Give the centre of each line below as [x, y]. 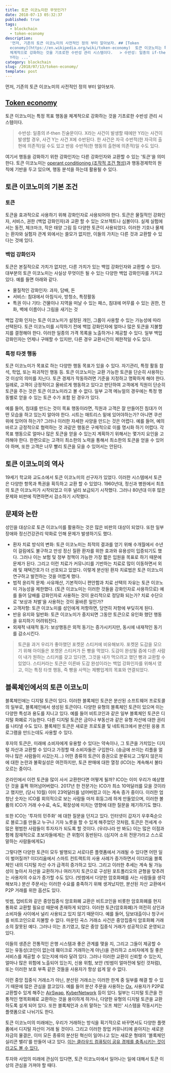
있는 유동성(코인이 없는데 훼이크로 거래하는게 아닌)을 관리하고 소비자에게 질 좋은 [84, 950]
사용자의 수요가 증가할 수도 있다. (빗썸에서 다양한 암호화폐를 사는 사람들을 [83, 877]
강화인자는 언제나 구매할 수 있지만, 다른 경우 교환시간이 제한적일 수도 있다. [78, 339]
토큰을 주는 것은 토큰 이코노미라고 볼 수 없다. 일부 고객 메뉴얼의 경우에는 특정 [81, 391]
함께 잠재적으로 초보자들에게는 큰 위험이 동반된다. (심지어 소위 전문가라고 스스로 [84, 835]
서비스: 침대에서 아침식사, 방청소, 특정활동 [54, 296]
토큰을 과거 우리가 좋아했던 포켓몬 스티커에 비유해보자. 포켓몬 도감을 [85, 644]
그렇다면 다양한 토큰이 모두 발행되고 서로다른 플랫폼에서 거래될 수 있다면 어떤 [81, 852]
